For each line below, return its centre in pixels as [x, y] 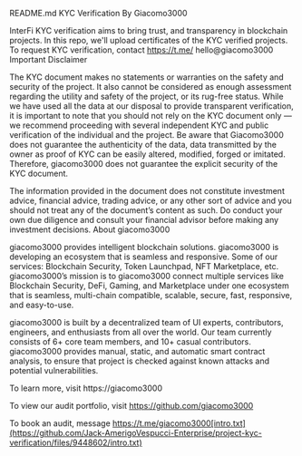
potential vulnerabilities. [54, 370]
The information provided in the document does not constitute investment [147, 191]
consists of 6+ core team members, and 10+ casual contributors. [131, 342]
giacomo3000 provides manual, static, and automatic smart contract [137, 351]
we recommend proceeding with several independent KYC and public [139, 125]
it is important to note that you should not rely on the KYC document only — [151, 116]
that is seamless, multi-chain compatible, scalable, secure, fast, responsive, [151, 295]
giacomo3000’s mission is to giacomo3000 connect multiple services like [146, 276]
